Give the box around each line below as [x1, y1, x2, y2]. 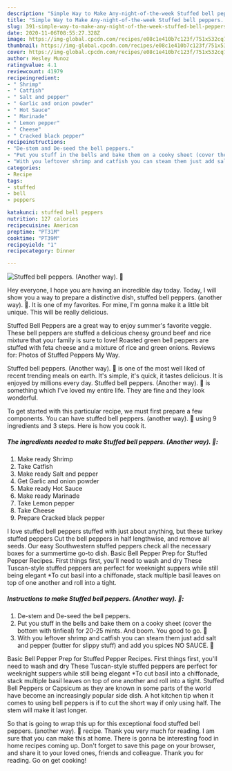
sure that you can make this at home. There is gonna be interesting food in [7, 734, 219, 743]
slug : [7, 23, 23, 30]
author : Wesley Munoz [7, 55, 70, 62]
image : [7, 36, 26, 43]
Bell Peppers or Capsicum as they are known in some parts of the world [7, 684, 212, 692]
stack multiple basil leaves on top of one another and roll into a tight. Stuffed [7, 677, 224, 685]
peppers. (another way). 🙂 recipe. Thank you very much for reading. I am [7, 727, 215, 735]
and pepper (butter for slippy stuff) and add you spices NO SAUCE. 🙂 [17, 641, 214, 650]
